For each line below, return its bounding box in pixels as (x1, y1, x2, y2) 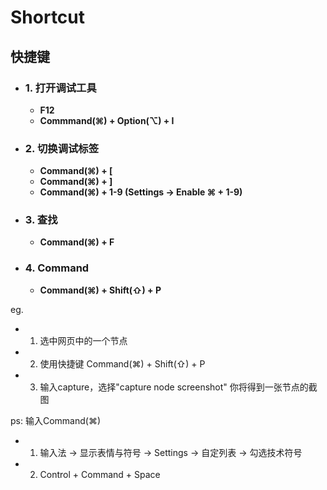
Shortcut (10, 6, 86, 29)
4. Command (24, 261, 90, 275)
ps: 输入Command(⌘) (10, 414, 102, 426)
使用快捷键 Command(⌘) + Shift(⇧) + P (39, 357, 206, 370)
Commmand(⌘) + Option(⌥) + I (39, 114, 175, 126)
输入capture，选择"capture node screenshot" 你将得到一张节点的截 (39, 381, 318, 393)
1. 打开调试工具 (24, 81, 97, 95)
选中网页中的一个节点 (39, 334, 128, 346)
